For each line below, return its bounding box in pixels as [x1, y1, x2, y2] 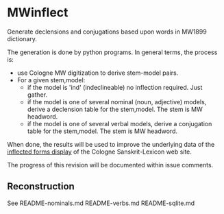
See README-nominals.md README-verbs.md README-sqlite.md [7, 199, 195, 207]
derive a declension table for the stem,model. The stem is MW [27, 105, 203, 113]
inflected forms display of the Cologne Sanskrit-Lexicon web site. [7, 147, 192, 156]
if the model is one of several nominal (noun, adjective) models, [27, 97, 207, 106]
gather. [27, 91, 48, 99]
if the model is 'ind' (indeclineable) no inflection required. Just [27, 83, 203, 91]
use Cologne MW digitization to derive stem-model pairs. [16, 69, 179, 77]
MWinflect [7, 5, 69, 21]
